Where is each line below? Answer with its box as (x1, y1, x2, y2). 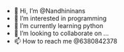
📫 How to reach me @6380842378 (13, 37, 118, 45)
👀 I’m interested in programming (13, 14, 107, 22)
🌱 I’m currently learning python (13, 22, 104, 30)
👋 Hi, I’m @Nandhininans (13, 7, 85, 15)
